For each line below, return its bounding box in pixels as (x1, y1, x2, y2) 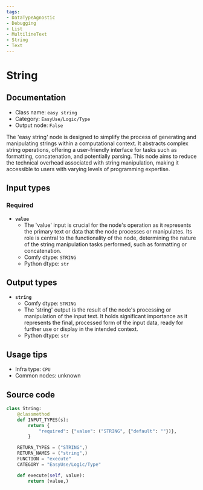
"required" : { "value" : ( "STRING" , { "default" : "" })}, (38, 428, 177, 434)
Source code (6, 390, 56, 400)
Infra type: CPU (14, 365, 51, 373)
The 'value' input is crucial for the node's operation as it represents (24, 221, 192, 229)
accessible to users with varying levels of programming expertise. (6, 165, 170, 172)
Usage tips (6, 349, 48, 360)
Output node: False (14, 122, 63, 129)
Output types (6, 277, 57, 287)
